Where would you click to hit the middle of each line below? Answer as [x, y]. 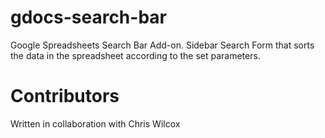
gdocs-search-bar [88, 17]
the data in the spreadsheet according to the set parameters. [135, 55]
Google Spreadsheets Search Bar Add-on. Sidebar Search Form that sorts [162, 45]
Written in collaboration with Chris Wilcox [95, 123]
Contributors [65, 96]
